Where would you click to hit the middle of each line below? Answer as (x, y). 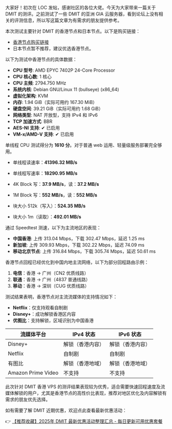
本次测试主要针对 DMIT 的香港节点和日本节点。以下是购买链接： (73, 31)
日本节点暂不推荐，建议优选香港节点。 (53, 48)
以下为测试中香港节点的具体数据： (41, 59)
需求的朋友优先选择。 (28, 399)
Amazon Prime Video (33, 373)
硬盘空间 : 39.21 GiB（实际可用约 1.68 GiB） (58, 109)
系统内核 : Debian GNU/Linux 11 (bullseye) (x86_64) (66, 89)
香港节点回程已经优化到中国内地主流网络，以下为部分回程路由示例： (77, 262)
